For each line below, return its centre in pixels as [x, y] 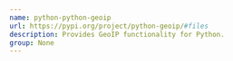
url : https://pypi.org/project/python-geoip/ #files [109, 26]
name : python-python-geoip [60, 17]
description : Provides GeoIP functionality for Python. [117, 34]
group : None [32, 43]
